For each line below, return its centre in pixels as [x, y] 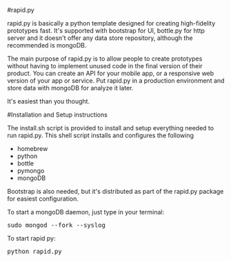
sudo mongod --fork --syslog [56, 225]
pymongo [31, 171]
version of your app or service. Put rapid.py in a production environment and [116, 81]
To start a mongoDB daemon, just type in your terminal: [86, 212]
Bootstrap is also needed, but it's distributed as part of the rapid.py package [115, 191]
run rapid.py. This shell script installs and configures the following [101, 135]
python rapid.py [34, 251]
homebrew [32, 149]
